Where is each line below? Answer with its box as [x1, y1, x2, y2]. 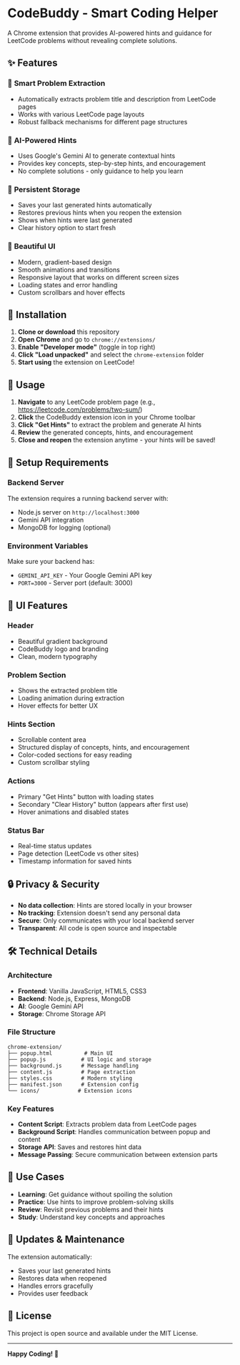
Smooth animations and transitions [17, 265, 120, 274]
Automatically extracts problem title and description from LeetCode [17, 94, 216, 103]
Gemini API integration [17, 515, 84, 524]
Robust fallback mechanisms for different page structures [17, 117, 188, 126]
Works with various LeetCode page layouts [17, 109, 145, 119]
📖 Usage [7, 379, 45, 391]
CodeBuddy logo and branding [17, 645, 109, 653]
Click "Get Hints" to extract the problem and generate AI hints [17, 420, 202, 430]
